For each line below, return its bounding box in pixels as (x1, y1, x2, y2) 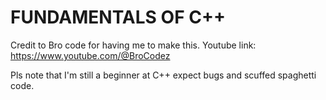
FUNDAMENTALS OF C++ (10, 6, 226, 29)
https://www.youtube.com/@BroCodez (10, 49, 171, 61)
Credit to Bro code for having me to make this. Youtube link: (10, 39, 257, 51)
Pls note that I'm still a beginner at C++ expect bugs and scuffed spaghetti (10, 69, 317, 81)
